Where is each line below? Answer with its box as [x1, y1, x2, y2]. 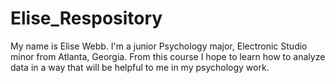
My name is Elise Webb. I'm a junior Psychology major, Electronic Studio [10, 40, 308, 52]
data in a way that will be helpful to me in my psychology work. [10, 61, 270, 73]
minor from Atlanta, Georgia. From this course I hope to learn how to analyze [10, 50, 326, 62]
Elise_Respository [10, 7, 163, 30]
